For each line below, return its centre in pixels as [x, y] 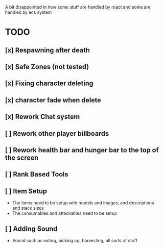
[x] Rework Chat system [43, 117]
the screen [22, 158]
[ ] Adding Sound [31, 229]
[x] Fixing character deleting [49, 84]
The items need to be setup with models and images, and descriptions [83, 203]
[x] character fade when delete [53, 100]
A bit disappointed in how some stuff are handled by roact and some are [78, 7]
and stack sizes [28, 208]
